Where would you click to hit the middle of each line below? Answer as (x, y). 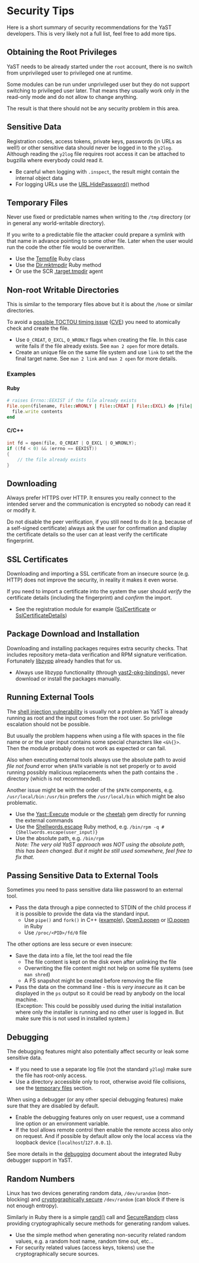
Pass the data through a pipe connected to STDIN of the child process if (103, 908)
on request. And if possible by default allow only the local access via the (103, 1136)
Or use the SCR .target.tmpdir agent (59, 271)
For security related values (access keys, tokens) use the (85, 1248)
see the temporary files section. (54, 1088)
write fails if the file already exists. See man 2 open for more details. (97, 346)
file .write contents (37, 412)
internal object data (39, 178)
